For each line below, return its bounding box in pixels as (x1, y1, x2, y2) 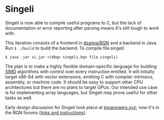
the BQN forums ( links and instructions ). (5, 110, 87, 116)
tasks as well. (5, 95, 33, 101)
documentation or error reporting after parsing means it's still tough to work (5, 25, 160, 31)
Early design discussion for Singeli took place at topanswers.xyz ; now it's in (5, 104, 160, 110)
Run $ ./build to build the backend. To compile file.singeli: (5, 45, 125, 51)
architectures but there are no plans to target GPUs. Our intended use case (5, 84, 158, 90)
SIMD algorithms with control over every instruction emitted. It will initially (5, 68, 155, 75)
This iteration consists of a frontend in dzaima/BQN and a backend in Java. (5, 40, 158, 45)
